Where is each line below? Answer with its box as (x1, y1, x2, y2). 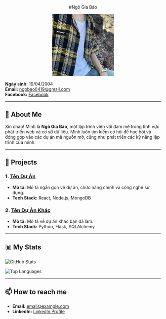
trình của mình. (5, 139, 36, 145)
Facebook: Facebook (5, 91, 49, 98)
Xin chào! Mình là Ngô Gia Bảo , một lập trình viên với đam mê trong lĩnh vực (5, 123, 160, 129)
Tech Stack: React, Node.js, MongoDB (12, 195, 91, 200)
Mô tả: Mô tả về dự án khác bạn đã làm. (12, 218, 94, 224)
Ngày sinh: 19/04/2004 (5, 81, 53, 87)
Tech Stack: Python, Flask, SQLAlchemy (12, 223, 95, 229)
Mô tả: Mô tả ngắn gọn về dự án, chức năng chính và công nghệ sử (12, 184, 150, 190)
